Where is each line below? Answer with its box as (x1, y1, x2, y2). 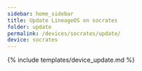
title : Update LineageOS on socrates (7, 17, 118, 24)
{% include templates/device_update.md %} (7, 56, 136, 64)
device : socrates (7, 37, 58, 44)
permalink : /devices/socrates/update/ (7, 30, 121, 37)
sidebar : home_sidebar (7, 10, 74, 18)
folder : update (7, 23, 52, 30)
